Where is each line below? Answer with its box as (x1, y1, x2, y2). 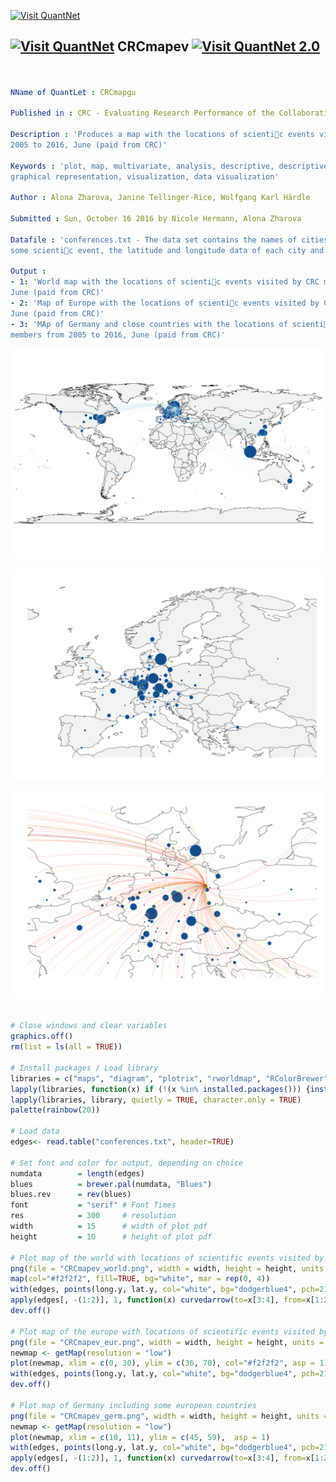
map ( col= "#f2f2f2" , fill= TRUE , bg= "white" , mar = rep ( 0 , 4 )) (10, 1274, 271, 1284)
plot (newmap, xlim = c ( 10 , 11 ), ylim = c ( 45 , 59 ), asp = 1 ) (10, 1432, 271, 1442)
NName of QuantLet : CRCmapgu (10, 87, 137, 97)
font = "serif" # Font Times (10, 1200, 177, 1210)
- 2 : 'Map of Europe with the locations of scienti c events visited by (10, 298, 320, 309)
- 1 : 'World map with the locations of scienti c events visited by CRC (10, 277, 320, 287)
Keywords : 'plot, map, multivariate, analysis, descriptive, (10, 161, 275, 171)
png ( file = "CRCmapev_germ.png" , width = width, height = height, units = (10, 1411, 329, 1421)
